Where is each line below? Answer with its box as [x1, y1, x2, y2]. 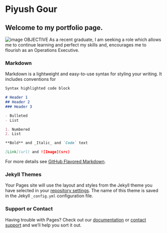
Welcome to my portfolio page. [5, 23, 103, 32]
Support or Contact [5, 206, 53, 213]
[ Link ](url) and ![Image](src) [5, 150, 70, 155]
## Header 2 [5, 100, 30, 105]
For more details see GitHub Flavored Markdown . [5, 159, 106, 165]
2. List [5, 131, 21, 137]
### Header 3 [5, 104, 32, 109]
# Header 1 [5, 95, 28, 100]
